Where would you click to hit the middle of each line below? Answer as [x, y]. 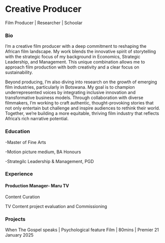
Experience [19, 174]
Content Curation [23, 197]
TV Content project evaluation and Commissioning [56, 206]
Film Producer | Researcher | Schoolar [44, 23]
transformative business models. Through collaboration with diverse [74, 98]
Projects [15, 219]
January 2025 [19, 235]
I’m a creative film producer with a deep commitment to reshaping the [76, 46]
